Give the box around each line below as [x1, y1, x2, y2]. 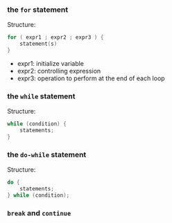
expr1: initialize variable [17, 59, 85, 67]
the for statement [7, 5, 69, 15]
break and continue [7, 208, 71, 217]
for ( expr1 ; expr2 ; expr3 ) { [7, 34, 104, 41]
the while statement [7, 91, 76, 101]
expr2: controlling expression [17, 66, 101, 75]
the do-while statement [7, 150, 87, 159]
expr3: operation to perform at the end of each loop [17, 74, 165, 82]
